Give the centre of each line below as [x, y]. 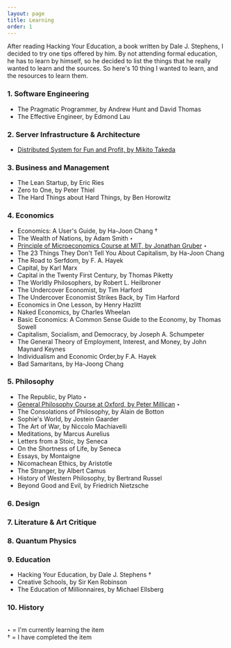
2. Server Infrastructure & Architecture [74, 134]
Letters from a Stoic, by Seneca [62, 441]
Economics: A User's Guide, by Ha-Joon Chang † [87, 231]
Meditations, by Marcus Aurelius [63, 434]
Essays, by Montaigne [49, 455]
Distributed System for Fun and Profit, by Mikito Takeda [96, 149]
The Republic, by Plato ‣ [52, 396]
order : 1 [20, 26]
